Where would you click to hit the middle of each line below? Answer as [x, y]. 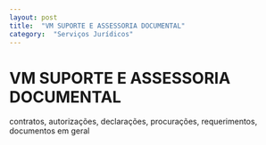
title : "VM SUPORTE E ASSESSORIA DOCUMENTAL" [97, 26]
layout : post [33, 17]
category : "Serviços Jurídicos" [71, 34]
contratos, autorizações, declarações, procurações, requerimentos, [133, 122]
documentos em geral [50, 131]
